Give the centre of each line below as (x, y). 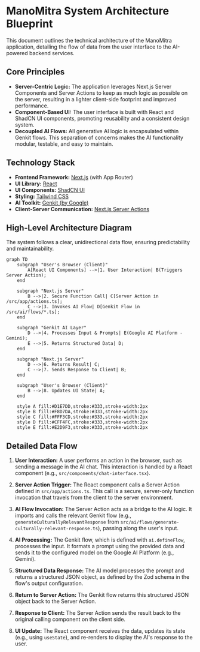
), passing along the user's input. (138, 528)
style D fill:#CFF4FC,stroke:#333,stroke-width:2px (82, 422)
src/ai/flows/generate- (150, 522)
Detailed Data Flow (42, 446)
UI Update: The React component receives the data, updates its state (100, 631)
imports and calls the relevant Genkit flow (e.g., (73, 516)
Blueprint (30, 24)
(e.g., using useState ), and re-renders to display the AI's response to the (104, 638)
